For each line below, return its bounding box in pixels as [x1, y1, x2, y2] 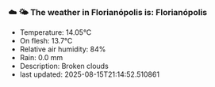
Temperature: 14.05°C [19, 28, 92, 37]
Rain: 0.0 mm [19, 53, 63, 62]
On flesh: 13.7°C [19, 36, 73, 46]
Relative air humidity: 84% [19, 44, 106, 54]
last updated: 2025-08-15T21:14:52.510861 [19, 70, 160, 79]
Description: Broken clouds [19, 62, 109, 71]
